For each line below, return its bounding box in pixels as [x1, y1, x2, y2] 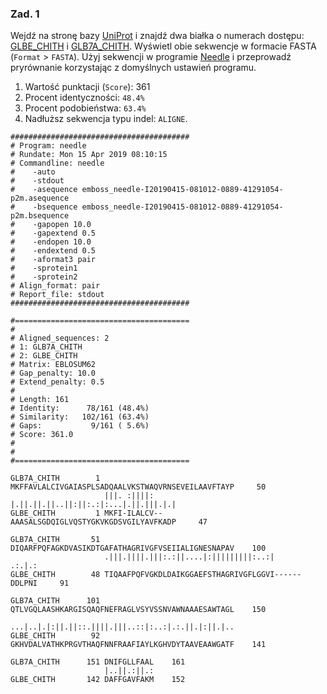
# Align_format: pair [10, 281, 101, 291]
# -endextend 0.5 [10, 246, 97, 256]
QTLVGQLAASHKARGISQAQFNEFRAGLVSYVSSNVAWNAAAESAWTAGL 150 [10, 605, 267, 615]
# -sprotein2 [10, 272, 78, 282]
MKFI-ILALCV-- [104, 508, 163, 519]
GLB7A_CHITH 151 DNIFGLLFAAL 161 [10, 657, 186, 667]
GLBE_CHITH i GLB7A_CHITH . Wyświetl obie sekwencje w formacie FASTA [10, 40, 317, 52]
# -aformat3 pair [10, 255, 97, 265]
